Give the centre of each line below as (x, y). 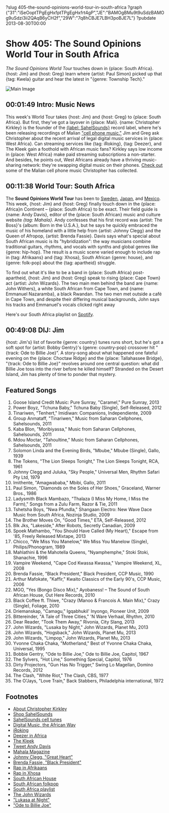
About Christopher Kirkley (40, 709)
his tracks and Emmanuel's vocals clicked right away (60, 304)
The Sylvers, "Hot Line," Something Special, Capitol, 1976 (72, 659)
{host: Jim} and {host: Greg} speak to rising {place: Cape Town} (94, 278)
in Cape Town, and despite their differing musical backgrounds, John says (83, 299)
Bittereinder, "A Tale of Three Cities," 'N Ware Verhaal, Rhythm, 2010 (84, 616)
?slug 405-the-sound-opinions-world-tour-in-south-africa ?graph (74, 7)
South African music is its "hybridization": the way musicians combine (78, 241)
